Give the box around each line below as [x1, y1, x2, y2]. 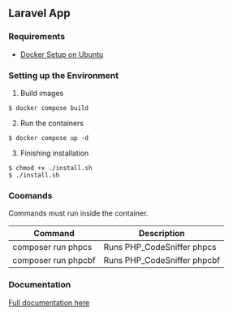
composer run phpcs [12, 242, 93, 253]
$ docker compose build [8, 103, 89, 112]
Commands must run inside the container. [8, 208, 149, 218]
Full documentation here [8, 297, 90, 308]
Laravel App [8, 7, 71, 20]
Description [138, 228, 185, 239]
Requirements [8, 31, 66, 42]
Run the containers [19, 118, 84, 128]
